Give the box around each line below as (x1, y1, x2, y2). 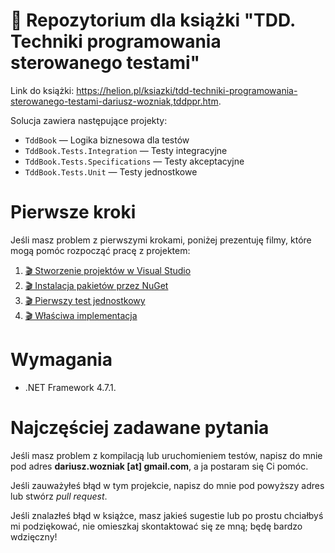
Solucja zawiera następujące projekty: (10, 114, 168, 126)
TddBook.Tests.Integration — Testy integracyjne (24, 144, 228, 156)
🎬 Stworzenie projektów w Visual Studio (24, 264, 192, 276)
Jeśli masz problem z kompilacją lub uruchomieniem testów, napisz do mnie (10, 449, 323, 461)
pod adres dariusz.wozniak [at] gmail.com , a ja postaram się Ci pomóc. (10, 460, 309, 472)
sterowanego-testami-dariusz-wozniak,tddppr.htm (10, 95, 219, 107)
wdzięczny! (10, 530, 58, 543)
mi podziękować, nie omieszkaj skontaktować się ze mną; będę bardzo (10, 520, 303, 532)
